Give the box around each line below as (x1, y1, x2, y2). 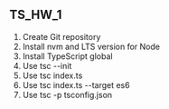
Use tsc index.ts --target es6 (22, 79, 130, 90)
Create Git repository (22, 31, 101, 42)
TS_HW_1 (9, 7, 62, 23)
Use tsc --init (22, 60, 72, 71)
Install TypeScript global (22, 50, 113, 62)
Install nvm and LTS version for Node (22, 41, 161, 52)
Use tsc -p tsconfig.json (22, 89, 113, 100)
